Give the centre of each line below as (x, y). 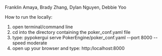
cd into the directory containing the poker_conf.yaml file (71, 32)
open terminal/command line (43, 27)
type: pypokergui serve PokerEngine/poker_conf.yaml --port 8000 (82, 38)
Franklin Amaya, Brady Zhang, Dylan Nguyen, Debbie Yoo (66, 7)
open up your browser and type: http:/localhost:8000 (68, 48)
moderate (37, 43)
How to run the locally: (28, 17)
